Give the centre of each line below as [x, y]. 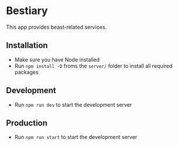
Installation [27, 45]
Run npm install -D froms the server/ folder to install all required [93, 66]
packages [27, 72]
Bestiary [27, 11]
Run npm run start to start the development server [76, 137]
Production [27, 123]
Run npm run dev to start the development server [73, 104]
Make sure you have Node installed [57, 59]
